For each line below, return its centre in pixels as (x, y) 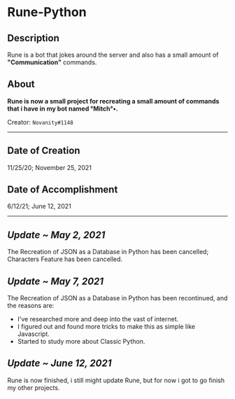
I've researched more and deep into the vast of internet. (98, 319)
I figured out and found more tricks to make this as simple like (106, 327)
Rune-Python (47, 12)
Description (33, 38)
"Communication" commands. (52, 62)
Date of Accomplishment (63, 190)
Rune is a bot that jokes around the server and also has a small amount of (113, 55)
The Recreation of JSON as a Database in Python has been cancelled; (108, 252)
